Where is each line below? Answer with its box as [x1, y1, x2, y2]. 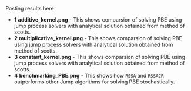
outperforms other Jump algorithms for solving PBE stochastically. [14, 78, 175, 85]
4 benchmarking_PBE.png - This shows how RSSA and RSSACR [14, 72, 164, 79]
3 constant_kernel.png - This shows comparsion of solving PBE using [14, 54, 186, 60]
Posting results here [5, 5, 54, 12]
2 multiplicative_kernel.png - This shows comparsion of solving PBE [14, 35, 183, 41]
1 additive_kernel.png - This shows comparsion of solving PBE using [14, 16, 182, 23]
